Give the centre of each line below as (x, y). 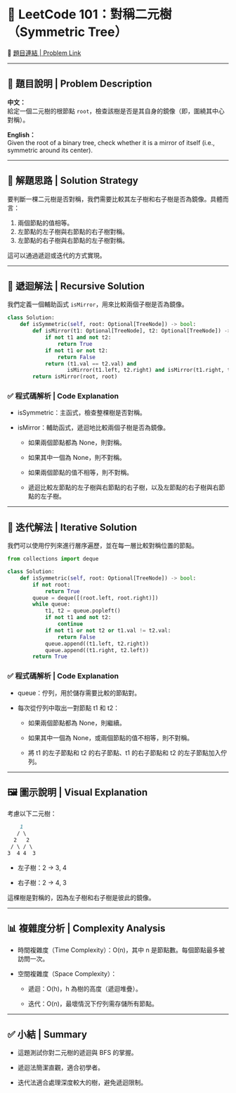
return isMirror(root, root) (75, 377)
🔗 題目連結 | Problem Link (44, 53)
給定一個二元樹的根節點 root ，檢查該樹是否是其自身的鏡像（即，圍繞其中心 (116, 111)
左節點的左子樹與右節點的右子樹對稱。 (73, 231)
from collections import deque (53, 559)
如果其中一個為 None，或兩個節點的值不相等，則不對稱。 (110, 737)
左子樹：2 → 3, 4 (42, 868)
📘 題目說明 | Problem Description (80, 84)
